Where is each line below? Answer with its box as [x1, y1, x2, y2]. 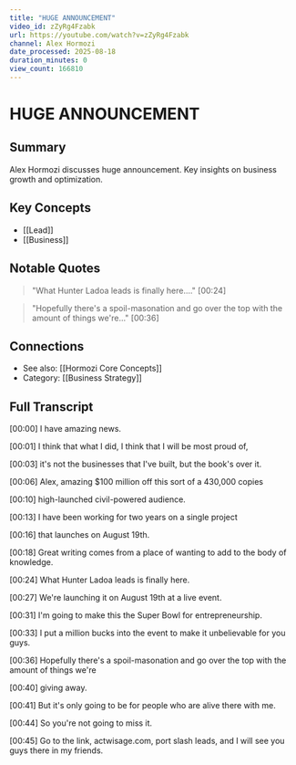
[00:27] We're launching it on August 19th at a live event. [9, 592, 222, 603]
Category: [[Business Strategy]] [22, 372, 143, 383]
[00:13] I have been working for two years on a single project [9, 512, 239, 523]
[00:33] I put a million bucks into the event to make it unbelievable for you [9, 627, 286, 639]
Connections [9, 339, 85, 354]
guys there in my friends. [9, 745, 104, 756]
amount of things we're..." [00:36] [31, 312, 159, 323]
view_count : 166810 [9, 65, 84, 74]
